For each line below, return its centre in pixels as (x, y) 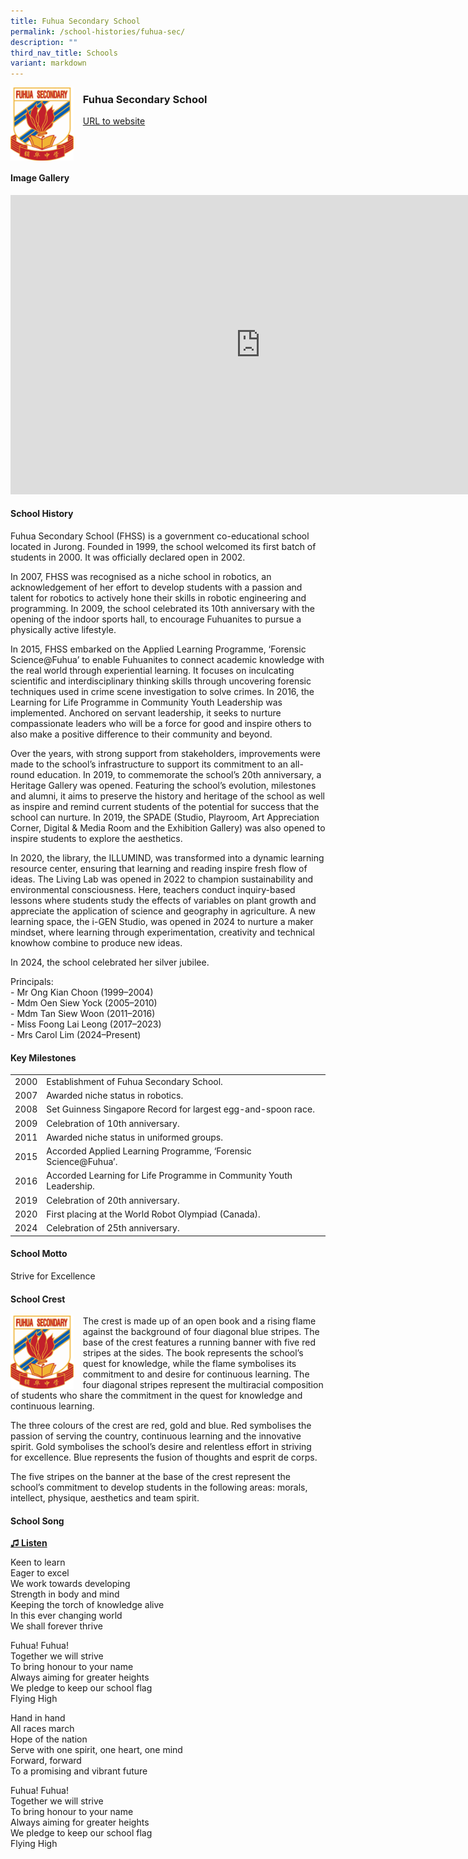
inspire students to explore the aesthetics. (96, 839)
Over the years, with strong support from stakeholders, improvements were (165, 754)
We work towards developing (70, 1584)
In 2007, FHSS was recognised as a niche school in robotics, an (141, 577)
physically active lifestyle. (63, 630)
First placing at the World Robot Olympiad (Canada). (153, 1214)
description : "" (44, 42)
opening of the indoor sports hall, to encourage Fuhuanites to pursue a (156, 619)
